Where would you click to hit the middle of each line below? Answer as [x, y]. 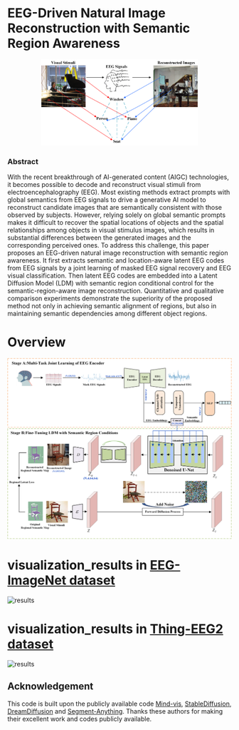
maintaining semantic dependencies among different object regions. [107, 314]
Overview [37, 342]
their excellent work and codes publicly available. [80, 719]
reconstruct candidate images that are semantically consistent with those [115, 208]
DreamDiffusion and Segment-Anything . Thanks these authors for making [115, 711]
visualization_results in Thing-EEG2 [116, 629]
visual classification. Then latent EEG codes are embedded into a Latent [113, 275]
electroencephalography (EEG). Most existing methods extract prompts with [119, 192]
